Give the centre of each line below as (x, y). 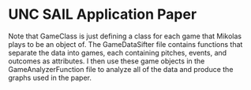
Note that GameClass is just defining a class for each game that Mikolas (125, 36)
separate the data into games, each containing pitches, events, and (118, 52)
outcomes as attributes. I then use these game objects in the (107, 61)
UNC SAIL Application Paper (103, 14)
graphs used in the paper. (50, 77)
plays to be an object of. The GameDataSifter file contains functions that (126, 44)
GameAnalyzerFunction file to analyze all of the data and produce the (121, 69)
